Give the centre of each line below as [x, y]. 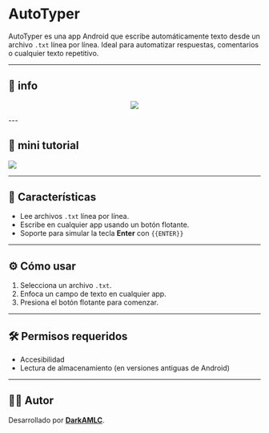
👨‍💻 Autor [31, 401]
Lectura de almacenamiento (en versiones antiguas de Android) [125, 368]
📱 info [23, 86]
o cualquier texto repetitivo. [54, 53]
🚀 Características [52, 197]
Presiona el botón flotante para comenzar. [89, 302]
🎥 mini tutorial [44, 146]
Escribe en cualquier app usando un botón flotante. [104, 225]
